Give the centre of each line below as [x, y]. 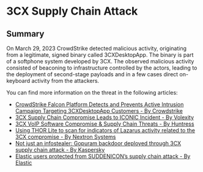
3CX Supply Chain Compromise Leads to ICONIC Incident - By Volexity [105, 117]
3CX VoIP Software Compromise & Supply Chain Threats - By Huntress [105, 124]
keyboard [18, 81]
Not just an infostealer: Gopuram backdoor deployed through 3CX [98, 143]
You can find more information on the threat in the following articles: [92, 92]
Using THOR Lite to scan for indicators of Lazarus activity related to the [105, 130]
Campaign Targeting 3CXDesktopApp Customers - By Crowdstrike [99, 111]
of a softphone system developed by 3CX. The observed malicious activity [100, 61]
